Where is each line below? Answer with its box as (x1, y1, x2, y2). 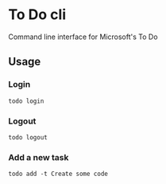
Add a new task (8, 151, 69, 162)
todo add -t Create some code (8, 170, 109, 178)
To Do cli (8, 6, 66, 24)
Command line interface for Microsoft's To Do (8, 32, 158, 41)
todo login (8, 97, 44, 105)
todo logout (8, 133, 48, 141)
